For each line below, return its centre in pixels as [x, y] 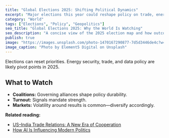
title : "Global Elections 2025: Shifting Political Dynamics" [72, 10]
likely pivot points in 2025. [32, 67]
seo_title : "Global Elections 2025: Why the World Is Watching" [74, 29]
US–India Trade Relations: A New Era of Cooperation [67, 125]
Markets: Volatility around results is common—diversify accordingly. [83, 105]
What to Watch [29, 83]
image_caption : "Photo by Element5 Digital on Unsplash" [66, 47]
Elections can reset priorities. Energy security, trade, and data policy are [80, 61]
